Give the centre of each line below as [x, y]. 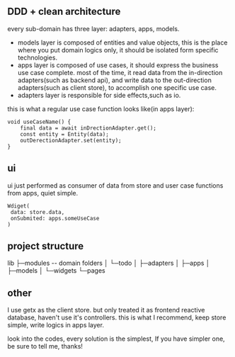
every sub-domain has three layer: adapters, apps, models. [93, 28]
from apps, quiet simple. [43, 193]
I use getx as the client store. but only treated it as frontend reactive [106, 310]
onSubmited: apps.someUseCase [55, 218]
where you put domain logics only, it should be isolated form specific [118, 50]
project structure [46, 246]
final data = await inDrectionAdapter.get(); [88, 128]
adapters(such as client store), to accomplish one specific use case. [117, 87]
